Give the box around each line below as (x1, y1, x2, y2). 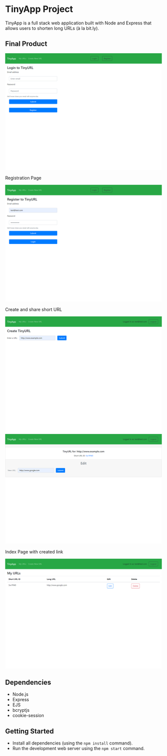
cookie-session (12, 713, 44, 719)
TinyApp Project (5, 3, 74, 15)
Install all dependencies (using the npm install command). (12, 740, 133, 746)
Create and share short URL (5, 306, 62, 312)
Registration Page (5, 175, 42, 181)
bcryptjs (12, 707, 30, 713)
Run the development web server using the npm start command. (12, 746, 145, 752)
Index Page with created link (5, 548, 64, 554)
